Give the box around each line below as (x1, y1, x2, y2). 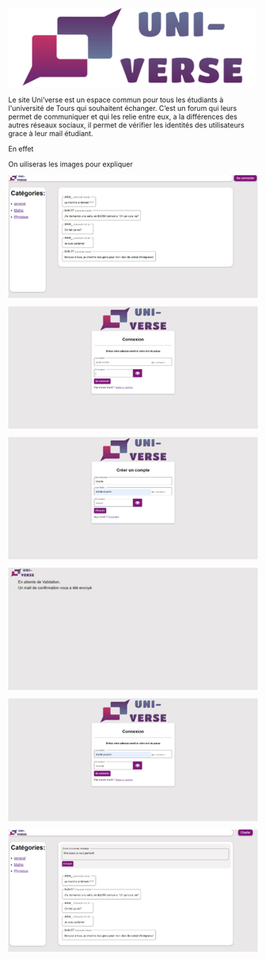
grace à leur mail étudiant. (8, 129, 93, 138)
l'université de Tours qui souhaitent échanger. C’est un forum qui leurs (8, 104, 237, 112)
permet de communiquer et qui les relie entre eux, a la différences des (8, 112, 237, 121)
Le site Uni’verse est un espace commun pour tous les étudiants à (8, 95, 224, 105)
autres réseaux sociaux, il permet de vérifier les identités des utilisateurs (8, 120, 245, 130)
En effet (8, 144, 34, 154)
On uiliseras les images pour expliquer (8, 159, 133, 169)
